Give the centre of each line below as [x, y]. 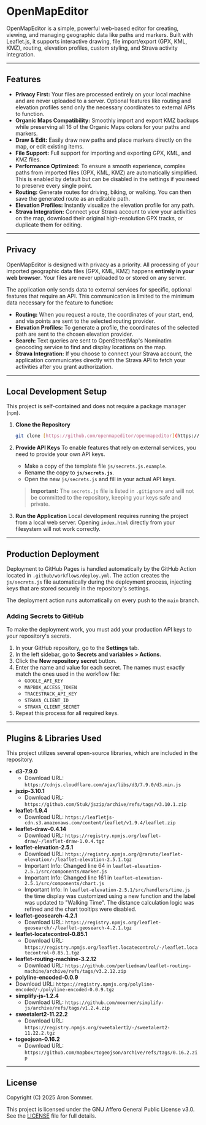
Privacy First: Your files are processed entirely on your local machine [103, 94]
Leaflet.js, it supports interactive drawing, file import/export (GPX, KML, [97, 41]
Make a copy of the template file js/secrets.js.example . [96, 466]
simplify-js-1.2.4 [37, 996]
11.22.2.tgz [40, 1033]
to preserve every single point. [54, 185]
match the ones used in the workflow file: [67, 674]
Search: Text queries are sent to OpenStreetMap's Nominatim [93, 340]
